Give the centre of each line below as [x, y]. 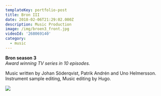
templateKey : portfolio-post [36, 10]
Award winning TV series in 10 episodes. [48, 63]
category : [16, 39]
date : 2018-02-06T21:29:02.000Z [39, 19]
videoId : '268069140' [28, 34]
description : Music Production [38, 24]
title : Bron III [22, 15]
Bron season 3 [21, 58]
